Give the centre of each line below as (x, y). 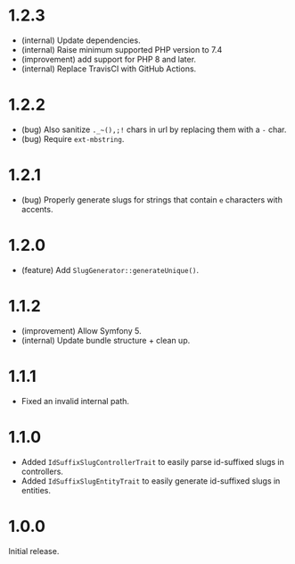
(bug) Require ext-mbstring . (73, 138)
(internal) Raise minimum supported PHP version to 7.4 (122, 49)
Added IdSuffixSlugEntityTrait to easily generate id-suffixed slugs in (151, 481)
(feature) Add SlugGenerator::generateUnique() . (110, 270)
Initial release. (34, 551)
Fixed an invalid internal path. (75, 401)
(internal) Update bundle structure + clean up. (106, 340)
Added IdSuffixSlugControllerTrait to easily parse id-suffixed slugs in (152, 461)
